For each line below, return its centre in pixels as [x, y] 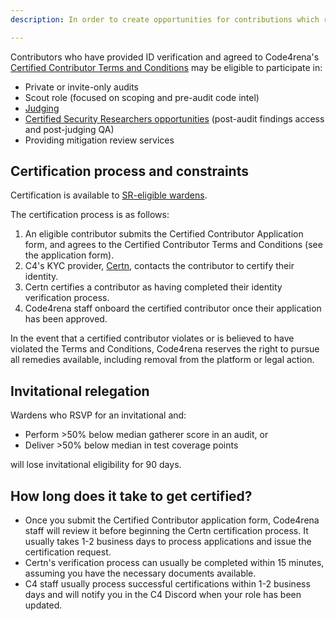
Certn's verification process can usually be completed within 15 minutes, [174, 563]
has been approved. [66, 319]
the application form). [69, 255]
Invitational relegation [80, 391]
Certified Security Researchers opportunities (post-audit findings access [174, 118]
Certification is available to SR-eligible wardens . [109, 195]
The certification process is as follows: [90, 215]
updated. [43, 605]
